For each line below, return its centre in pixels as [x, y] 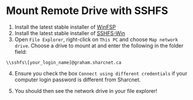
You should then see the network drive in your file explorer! [86, 91]
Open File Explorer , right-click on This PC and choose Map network [96, 39]
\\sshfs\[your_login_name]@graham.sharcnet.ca [64, 63]
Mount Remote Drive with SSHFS [87, 11]
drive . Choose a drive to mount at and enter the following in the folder [99, 46]
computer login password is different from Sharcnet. [77, 80]
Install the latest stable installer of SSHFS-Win [70, 33]
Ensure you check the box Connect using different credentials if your [101, 73]
